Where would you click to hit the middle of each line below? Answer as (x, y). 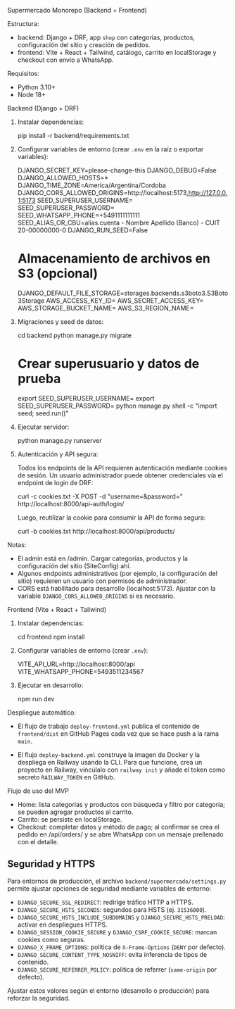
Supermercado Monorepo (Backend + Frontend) (77, 10)
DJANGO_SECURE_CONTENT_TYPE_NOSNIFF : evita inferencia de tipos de (112, 954)
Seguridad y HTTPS (51, 864)
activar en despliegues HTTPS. (62, 925)
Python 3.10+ (37, 87)
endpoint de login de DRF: (55, 482)
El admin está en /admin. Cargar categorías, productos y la (103, 558)
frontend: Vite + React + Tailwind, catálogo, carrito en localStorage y (117, 52)
